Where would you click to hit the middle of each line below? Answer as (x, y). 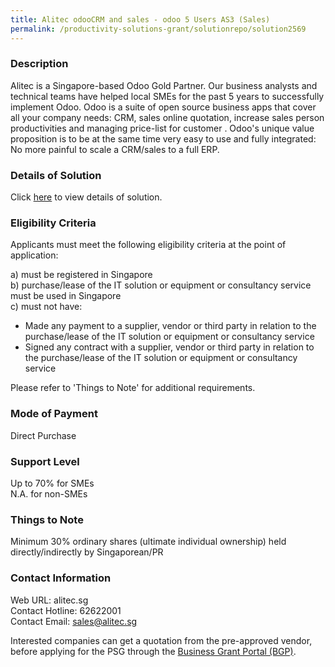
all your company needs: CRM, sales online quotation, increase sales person (167, 117)
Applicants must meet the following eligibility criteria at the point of (148, 245)
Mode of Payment (54, 414)
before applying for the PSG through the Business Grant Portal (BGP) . (153, 651)
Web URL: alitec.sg (49, 600)
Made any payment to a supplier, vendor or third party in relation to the (170, 326)
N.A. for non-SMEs (49, 493)
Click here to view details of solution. (86, 197)
